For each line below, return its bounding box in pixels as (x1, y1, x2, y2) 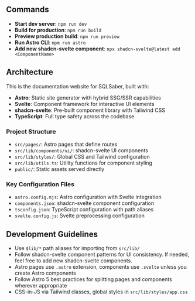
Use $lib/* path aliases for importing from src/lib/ (14, 245, 140, 252)
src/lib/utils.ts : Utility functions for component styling (14, 159, 152, 166)
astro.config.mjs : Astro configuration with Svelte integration (14, 193, 162, 201)
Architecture (6, 67, 54, 77)
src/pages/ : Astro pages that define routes (14, 141, 118, 148)
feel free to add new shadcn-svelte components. (14, 257, 133, 264)
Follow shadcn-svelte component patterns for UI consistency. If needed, (14, 251, 189, 258)
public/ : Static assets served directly (14, 165, 105, 172)
